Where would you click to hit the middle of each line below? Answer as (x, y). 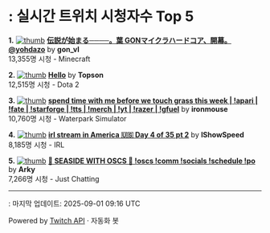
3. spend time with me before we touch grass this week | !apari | (133, 100)
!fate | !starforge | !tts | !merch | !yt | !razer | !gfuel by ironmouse (118, 108)
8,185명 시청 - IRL (37, 145)
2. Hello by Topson (56, 75)
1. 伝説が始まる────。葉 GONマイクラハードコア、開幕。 (120, 40)
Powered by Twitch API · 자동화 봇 (63, 220)
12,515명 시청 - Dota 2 (44, 84)
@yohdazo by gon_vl (44, 49)
